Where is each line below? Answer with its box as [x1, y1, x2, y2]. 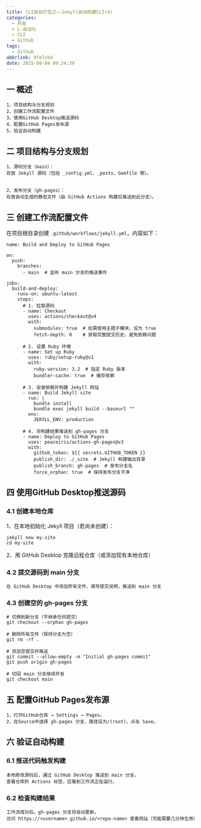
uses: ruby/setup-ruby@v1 [28, 354, 94, 361]
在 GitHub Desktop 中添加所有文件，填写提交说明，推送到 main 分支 [6, 583, 162, 590]
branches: [17, 263, 43, 269]
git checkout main [6, 676, 53, 683]
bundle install [33, 400, 72, 406]
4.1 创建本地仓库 [6, 507, 54, 516]
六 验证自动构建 [6, 737, 65, 747]
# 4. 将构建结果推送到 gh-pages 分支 [22, 428, 110, 434]
